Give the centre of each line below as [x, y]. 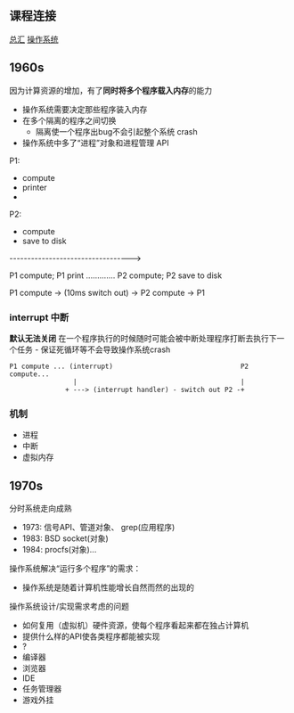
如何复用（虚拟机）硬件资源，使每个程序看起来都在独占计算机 [135, 626]
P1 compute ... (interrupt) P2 [129, 366]
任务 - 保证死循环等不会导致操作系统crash [94, 349]
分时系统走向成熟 [41, 508]
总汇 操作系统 [34, 39]
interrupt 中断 [39, 317]
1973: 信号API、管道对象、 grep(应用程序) [98, 528]
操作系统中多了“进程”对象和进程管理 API [95, 143]
